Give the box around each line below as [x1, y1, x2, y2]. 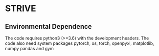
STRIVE [5, 3, 36, 14]
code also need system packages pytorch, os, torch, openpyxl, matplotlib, [5, 40, 154, 46]
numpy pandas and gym [5, 46, 54, 51]
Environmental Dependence [5, 22, 92, 31]
